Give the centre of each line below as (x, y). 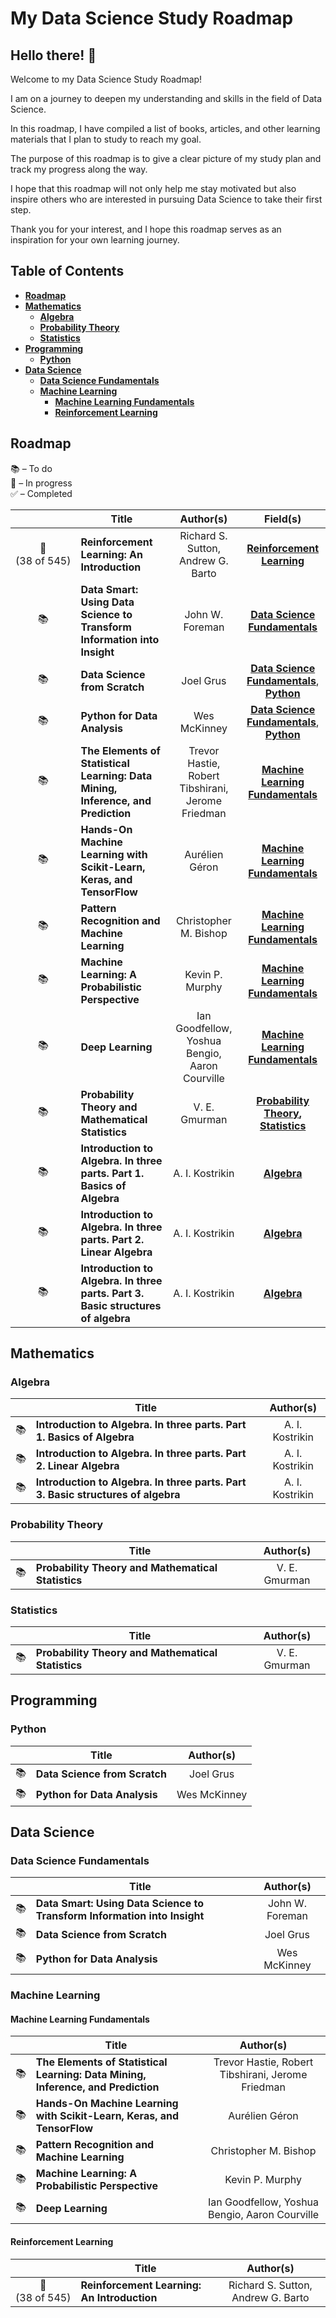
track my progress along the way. (79, 169)
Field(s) (283, 519)
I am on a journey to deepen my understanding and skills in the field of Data (166, 98)
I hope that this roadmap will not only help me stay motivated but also (153, 188)
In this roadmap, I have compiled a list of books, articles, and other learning (165, 128)
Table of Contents (67, 271)
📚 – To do (31, 468)
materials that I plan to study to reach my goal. (106, 139)
